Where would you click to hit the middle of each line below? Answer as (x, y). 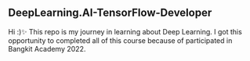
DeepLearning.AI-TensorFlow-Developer (110, 13)
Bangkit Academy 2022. (47, 48)
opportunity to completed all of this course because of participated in (120, 40)
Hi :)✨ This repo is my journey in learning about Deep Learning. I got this (125, 31)
